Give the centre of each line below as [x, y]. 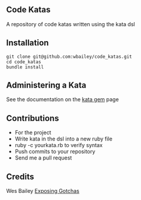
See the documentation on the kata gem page [63, 99]
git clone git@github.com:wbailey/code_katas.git [69, 57]
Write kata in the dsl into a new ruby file [63, 139]
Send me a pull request [43, 158]
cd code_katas [24, 62]
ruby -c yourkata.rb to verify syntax [59, 145]
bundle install [25, 67]
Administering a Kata [46, 85]
